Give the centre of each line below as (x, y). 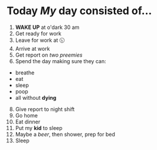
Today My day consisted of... (79, 11)
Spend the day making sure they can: (60, 61)
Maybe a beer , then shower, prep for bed (65, 134)
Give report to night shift (45, 109)
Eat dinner (28, 122)
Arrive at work (32, 48)
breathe (25, 73)
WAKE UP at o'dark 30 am (47, 27)
